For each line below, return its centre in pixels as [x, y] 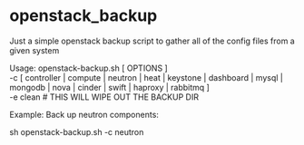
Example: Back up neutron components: [84, 114]
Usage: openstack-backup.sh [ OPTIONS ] [88, 68]
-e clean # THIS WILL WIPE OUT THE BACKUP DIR [104, 97]
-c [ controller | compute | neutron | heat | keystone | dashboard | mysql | [146, 77]
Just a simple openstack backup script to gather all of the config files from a [152, 41]
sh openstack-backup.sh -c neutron [77, 131]
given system [34, 50]
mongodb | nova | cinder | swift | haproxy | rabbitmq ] [110, 87]
